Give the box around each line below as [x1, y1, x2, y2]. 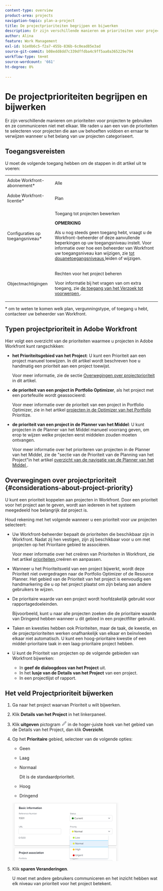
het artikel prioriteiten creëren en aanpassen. [12, 556, 102, 562]
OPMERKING [54, 220, 81, 226]
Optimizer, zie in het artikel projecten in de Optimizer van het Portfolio [12, 407, 151, 413]
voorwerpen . [54, 291, 81, 297]
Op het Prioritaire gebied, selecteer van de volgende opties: [12, 736, 133, 742]
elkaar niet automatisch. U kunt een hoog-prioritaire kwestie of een [12, 635, 147, 641]
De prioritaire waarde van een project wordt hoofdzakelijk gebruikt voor [12, 595, 155, 602]
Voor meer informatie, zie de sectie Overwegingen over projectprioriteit [12, 372, 155, 378]
